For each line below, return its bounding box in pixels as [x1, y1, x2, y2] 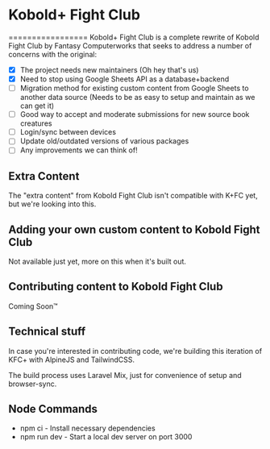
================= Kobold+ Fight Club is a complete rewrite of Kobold [8, 32, 260, 42]
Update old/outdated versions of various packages [19, 136, 189, 146]
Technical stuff [8, 325, 86, 339]
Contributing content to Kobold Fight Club [8, 280, 223, 293]
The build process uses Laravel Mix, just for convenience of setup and [8, 370, 242, 380]
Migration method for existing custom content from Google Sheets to [19, 83, 249, 94]
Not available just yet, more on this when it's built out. [8, 256, 187, 266]
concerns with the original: [8, 49, 98, 59]
